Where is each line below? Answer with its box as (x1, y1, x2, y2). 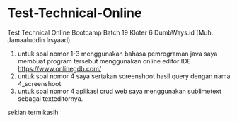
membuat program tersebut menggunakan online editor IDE (17, 56, 191, 65)
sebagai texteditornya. (17, 94, 83, 103)
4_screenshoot (17, 79, 62, 87)
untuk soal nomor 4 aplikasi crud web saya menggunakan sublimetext (17, 87, 221, 95)
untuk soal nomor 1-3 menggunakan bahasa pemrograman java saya (17, 49, 218, 58)
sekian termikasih (7, 108, 59, 116)
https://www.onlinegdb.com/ (17, 64, 102, 73)
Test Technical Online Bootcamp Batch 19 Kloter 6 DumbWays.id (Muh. (7, 28, 214, 37)
